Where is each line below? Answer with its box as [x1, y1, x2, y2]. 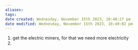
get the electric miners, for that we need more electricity [12, 35, 129, 41]
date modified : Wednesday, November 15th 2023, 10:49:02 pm [5, 21, 133, 26]
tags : [5, 12, 16, 17]
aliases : [5, 7, 23, 12]
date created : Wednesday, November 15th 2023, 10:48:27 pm [5, 16, 131, 21]
